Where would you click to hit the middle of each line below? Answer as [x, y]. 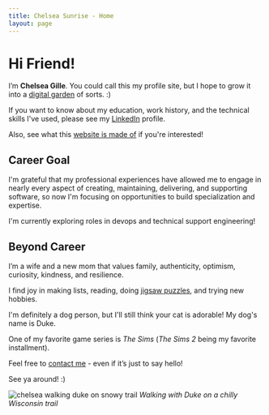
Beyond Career [47, 247]
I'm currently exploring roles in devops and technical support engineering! [132, 221]
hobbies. [23, 299]
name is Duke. [32, 323]
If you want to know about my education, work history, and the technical [129, 110]
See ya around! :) [37, 379]
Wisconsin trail [33, 404]
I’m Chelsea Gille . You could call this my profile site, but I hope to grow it [130, 86]
